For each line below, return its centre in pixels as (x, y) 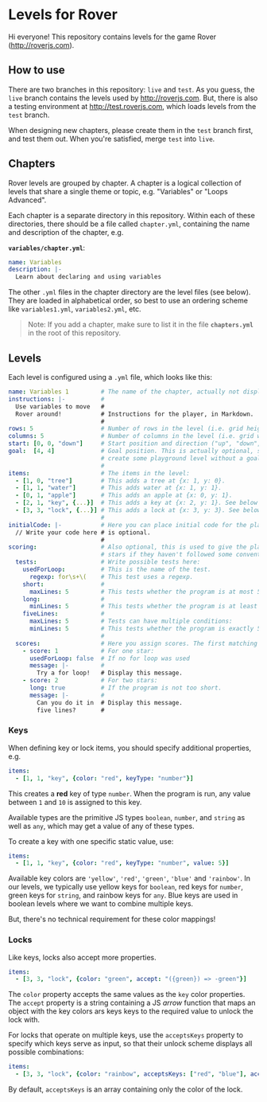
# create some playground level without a (172, 458)
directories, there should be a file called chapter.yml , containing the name (129, 224)
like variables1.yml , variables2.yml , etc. (75, 309)
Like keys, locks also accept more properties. (82, 957)
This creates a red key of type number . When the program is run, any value (130, 793)
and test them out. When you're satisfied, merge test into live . (112, 139)
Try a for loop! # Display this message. (110, 673)
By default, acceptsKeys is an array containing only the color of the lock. (126, 1089)
